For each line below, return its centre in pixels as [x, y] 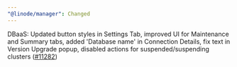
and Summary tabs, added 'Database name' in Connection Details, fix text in [119, 41]
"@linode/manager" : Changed [49, 14]
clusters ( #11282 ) [33, 56]
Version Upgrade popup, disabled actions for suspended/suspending [108, 49]
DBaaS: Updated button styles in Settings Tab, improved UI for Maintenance [118, 34]
